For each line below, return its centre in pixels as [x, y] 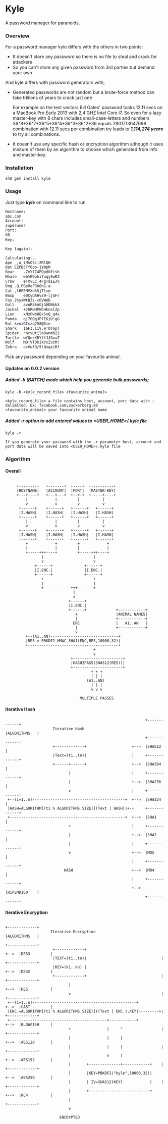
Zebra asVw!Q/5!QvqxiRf [32, 347]
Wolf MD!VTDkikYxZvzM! [32, 342]
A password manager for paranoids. [43, 23]
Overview [17, 36]
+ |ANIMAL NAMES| [111, 614]
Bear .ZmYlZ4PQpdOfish [32, 272]
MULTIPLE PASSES [97, 698]
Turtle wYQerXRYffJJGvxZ [32, 338]
